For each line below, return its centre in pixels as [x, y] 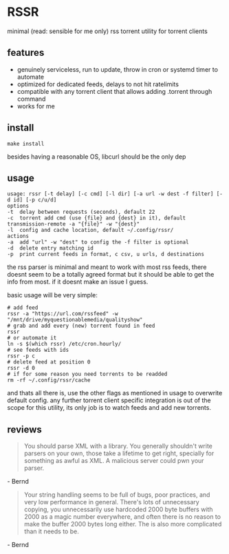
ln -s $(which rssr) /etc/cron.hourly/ [64, 344]
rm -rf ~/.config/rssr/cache [49, 380]
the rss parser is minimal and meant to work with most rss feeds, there [107, 267]
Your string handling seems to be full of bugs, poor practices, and [117, 495]
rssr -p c [21, 356]
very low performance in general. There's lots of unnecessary [111, 502]
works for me [36, 106]
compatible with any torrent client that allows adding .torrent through [115, 91]
